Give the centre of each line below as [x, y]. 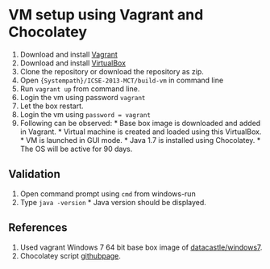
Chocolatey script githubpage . [70, 255]
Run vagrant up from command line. [80, 88]
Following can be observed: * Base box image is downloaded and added [140, 123]
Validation [34, 174]
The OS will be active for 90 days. [76, 149]
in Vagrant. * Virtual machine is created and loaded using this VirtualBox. [141, 132]
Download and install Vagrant [69, 54]
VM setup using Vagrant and [106, 15]
